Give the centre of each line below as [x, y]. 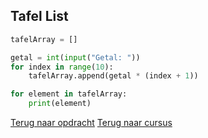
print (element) [60, 104]
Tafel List [39, 16]
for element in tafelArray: [69, 94]
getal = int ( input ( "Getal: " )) [75, 57]
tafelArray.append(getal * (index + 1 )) [113, 76]
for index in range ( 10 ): [62, 67]
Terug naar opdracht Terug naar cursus [91, 123]
